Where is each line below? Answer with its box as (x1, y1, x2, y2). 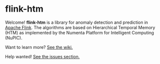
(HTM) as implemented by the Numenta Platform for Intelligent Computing (5, 30, 154, 35)
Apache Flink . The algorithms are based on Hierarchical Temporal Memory (5, 24, 156, 30)
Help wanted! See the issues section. (5, 53, 80, 59)
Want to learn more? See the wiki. (5, 44, 73, 50)
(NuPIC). (5, 35, 23, 41)
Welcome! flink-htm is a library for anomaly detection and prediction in (5, 19, 148, 25)
